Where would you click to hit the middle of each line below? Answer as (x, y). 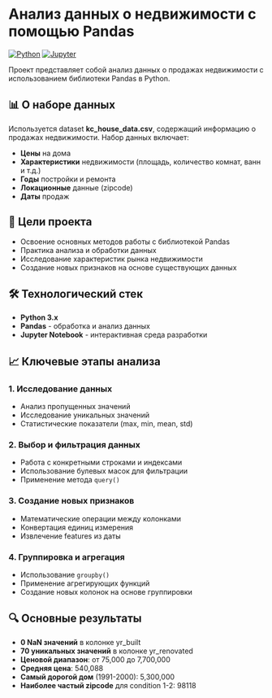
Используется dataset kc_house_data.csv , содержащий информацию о (132, 129)
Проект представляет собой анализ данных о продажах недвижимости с (136, 69)
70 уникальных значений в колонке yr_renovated (106, 651)
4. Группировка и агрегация (67, 556)
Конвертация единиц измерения (77, 527)
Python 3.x (39, 317)
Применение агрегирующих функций (85, 583)
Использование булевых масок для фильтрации (104, 471)
